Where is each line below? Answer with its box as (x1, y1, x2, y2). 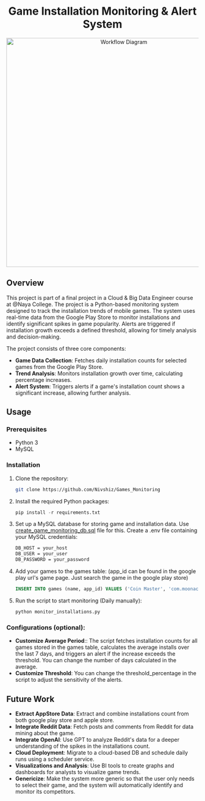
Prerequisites (6, 425, 47, 434)
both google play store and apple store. (15, 716, 115, 723)
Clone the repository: (15, 475, 69, 482)
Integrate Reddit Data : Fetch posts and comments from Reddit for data (15, 723, 194, 730)
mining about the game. (15, 729, 75, 737)
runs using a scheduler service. (15, 755, 95, 763)
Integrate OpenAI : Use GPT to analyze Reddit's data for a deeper (15, 736, 180, 743)
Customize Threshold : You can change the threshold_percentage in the (15, 670, 197, 677)
